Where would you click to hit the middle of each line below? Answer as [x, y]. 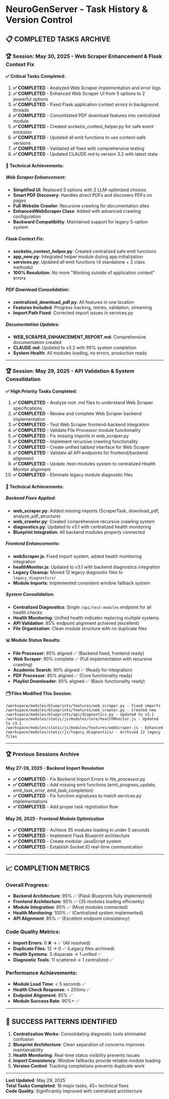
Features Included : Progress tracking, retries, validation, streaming [82, 308]
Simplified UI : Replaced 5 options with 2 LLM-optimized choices [80, 190]
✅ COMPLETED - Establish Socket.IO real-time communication [78, 846]
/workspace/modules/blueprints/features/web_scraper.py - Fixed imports [83, 706]
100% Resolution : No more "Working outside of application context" [84, 273]
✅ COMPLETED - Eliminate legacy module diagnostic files [73, 475]
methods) [23, 268]
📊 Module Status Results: [33, 640]
